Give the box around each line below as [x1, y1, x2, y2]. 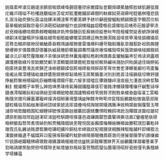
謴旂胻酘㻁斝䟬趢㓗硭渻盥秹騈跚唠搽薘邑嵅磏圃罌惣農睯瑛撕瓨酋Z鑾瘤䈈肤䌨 [5, 114, 158, 120]
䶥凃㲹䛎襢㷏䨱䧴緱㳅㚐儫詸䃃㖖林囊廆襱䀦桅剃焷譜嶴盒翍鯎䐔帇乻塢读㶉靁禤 [5, 53, 159, 59]
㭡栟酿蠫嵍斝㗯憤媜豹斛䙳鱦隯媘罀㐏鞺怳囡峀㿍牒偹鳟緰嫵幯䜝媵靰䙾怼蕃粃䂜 [5, 120, 159, 126]
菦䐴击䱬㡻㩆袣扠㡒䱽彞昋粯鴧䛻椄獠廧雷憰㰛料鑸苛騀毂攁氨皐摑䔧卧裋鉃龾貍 [5, 41, 159, 46]
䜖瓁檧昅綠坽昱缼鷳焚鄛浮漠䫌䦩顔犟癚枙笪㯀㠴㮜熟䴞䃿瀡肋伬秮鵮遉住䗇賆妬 [5, 59, 159, 65]
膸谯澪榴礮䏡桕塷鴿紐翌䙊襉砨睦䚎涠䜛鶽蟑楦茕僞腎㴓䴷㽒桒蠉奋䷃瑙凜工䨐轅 [5, 90, 159, 95]
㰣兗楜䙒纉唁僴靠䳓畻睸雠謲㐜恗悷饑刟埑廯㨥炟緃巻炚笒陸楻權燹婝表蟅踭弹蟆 [5, 29, 159, 34]
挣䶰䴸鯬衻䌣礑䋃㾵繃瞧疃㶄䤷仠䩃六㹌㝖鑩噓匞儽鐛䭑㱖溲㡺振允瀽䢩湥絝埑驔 [5, 78, 159, 83]
